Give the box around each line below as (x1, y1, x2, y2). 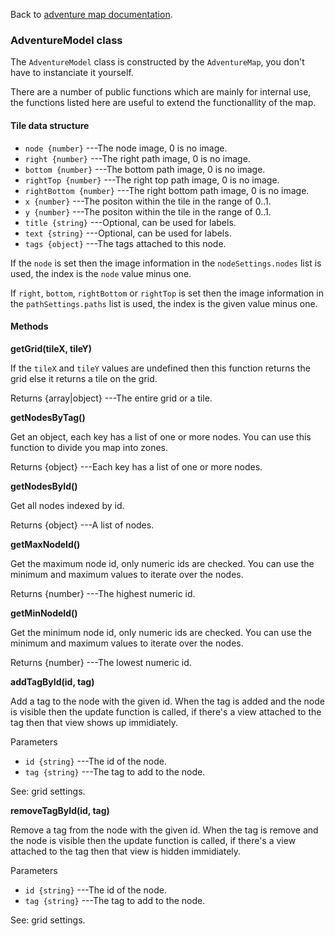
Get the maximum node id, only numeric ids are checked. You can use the (10, 557, 315, 569)
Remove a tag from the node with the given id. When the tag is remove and (10, 824, 319, 836)
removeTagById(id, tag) (10, 804, 110, 816)
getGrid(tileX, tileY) (10, 342, 93, 354)
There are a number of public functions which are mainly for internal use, (10, 86, 312, 98)
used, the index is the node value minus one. (10, 267, 192, 279)
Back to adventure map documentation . (10, 9, 173, 20)
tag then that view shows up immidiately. (10, 716, 178, 728)
